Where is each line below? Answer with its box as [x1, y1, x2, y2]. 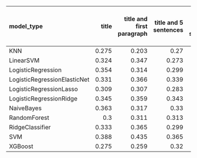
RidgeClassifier [9, 123, 51, 131]
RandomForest [9, 114, 50, 122]
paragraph [117, 29, 148, 38]
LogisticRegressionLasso [9, 85, 78, 93]
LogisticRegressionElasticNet [9, 76, 90, 83]
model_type [9, 22, 43, 30]
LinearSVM [9, 56, 40, 64]
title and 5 [154, 19, 184, 26]
